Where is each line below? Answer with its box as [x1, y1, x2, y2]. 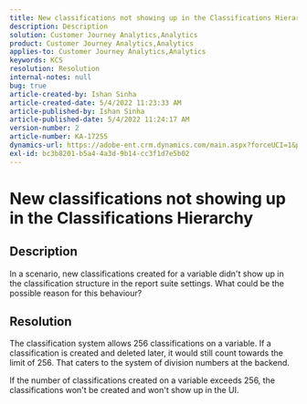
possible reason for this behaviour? [9, 287, 143, 298]
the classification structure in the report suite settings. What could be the [9, 277, 285, 288]
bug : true [9, 81, 48, 90]
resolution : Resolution [9, 65, 101, 74]
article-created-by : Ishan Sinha [9, 89, 137, 98]
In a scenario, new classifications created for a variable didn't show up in [9, 268, 285, 279]
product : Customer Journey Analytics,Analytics [9, 38, 195, 48]
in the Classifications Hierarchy [9, 207, 254, 228]
